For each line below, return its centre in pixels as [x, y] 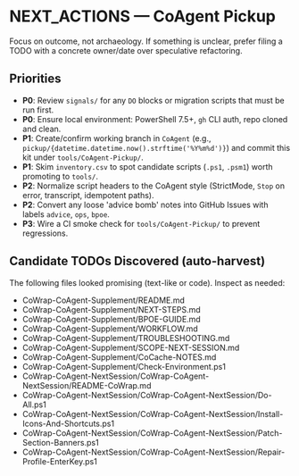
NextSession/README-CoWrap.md [87, 385]
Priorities [35, 79]
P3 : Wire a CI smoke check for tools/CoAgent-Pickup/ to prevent [141, 223]
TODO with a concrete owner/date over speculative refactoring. [126, 50]
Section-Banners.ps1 [61, 442]
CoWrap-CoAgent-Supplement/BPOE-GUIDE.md [111, 319]
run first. [38, 110]
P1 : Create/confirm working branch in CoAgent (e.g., [116, 138]
